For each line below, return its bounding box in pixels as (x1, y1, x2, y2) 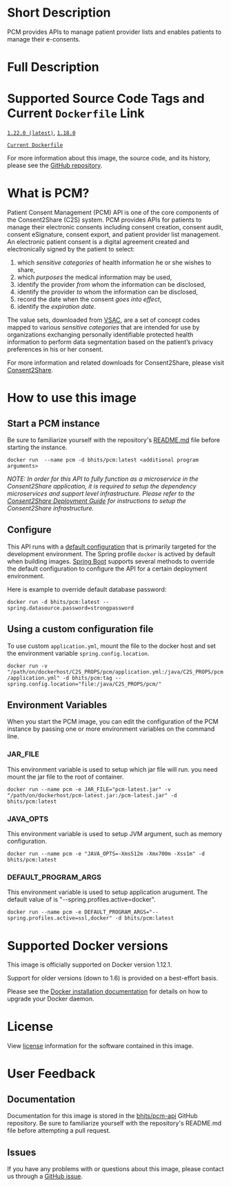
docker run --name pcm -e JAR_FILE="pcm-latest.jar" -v (7, 786, 171, 792)
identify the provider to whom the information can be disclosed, (17, 288, 199, 296)
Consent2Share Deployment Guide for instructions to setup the (7, 497, 186, 505)
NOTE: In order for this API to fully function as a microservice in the (7, 475, 199, 483)
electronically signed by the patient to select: (7, 245, 135, 253)
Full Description (7, 59, 99, 75)
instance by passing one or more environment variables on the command (7, 725, 215, 733)
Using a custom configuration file (7, 623, 154, 635)
